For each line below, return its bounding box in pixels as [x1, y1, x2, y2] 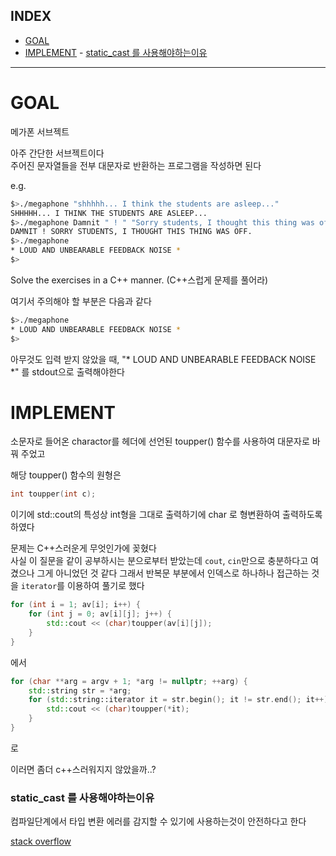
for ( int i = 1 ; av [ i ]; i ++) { [10, 600, 141, 610]
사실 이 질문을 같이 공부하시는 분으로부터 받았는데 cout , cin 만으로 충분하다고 [10, 555, 309, 567]
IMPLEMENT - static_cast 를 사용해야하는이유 [24, 46, 208, 58]
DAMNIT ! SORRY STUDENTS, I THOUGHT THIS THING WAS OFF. [10, 227, 253, 237]
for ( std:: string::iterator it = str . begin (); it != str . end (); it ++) [28, 695, 329, 705]
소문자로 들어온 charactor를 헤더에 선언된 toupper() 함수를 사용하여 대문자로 [10, 435, 310, 448]
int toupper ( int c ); [10, 489, 97, 499]
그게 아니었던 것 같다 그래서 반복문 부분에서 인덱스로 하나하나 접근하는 [36, 567, 310, 579]
